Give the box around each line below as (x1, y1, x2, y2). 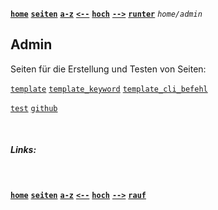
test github (10, 103, 58, 113)
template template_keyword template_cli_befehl (10, 84, 208, 94)
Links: (10, 144, 37, 156)
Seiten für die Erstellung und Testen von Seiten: (10, 63, 207, 75)
